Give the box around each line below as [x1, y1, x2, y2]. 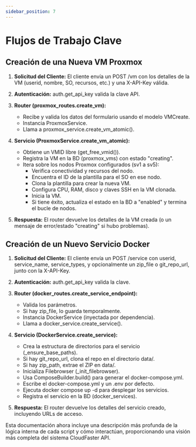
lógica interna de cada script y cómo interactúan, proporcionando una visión [5, 428, 191, 435]
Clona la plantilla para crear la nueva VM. [31, 180, 131, 187]
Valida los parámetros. [22, 301, 77, 308]
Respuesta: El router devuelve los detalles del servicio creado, [13, 404, 166, 411]
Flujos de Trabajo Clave [5, 33, 122, 47]
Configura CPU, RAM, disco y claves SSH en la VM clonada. [31, 186, 177, 193]
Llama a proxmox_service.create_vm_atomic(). [22, 126, 135, 133]
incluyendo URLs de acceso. [13, 411, 83, 418]
